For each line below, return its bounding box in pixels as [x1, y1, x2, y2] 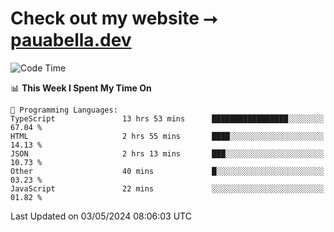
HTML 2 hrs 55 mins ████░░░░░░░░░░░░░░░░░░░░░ [10, 131, 325, 141]
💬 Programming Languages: [10, 105, 118, 115]
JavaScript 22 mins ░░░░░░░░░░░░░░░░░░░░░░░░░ [10, 183, 325, 194]
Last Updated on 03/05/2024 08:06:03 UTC [10, 210, 192, 222]
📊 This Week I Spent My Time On [10, 82, 152, 94]
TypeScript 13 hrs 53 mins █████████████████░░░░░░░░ [10, 113, 325, 124]
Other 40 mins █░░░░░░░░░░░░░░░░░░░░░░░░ [10, 166, 325, 176]
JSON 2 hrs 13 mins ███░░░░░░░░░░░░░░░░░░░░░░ [10, 148, 325, 159]
